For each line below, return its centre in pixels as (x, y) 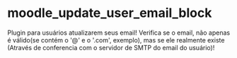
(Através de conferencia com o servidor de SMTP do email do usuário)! (111, 47)
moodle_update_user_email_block (110, 13)
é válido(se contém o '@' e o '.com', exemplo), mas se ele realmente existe (116, 40)
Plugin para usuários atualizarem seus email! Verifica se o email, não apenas (119, 33)
